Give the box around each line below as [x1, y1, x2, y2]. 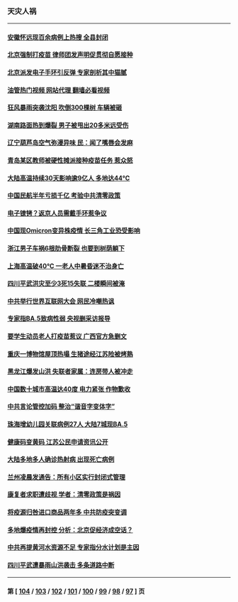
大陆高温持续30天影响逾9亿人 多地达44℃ [7, 173, 130, 182]
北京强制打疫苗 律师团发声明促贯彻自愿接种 [7, 50, 133, 59]
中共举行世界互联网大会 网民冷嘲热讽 [7, 296, 115, 305]
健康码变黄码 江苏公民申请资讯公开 [7, 437, 108, 446]
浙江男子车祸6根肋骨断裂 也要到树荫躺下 [7, 244, 125, 253]
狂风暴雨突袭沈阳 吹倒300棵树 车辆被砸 [7, 103, 123, 112]
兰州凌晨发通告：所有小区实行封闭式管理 [7, 473, 125, 481]
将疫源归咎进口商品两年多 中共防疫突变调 [7, 507, 127, 516]
